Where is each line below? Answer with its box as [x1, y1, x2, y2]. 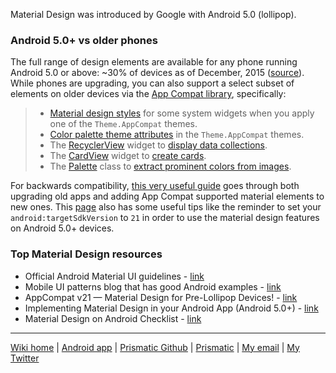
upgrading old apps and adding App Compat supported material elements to [10, 190, 325, 203]
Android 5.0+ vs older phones [10, 33, 158, 47]
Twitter [10, 352, 40, 364]
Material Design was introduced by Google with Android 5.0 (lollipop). [10, 9, 297, 20]
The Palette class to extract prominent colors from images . [49, 160, 292, 173]
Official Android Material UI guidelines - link [24, 270, 205, 282]
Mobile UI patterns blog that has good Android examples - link [24, 280, 282, 293]
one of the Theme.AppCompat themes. [49, 118, 198, 130]
